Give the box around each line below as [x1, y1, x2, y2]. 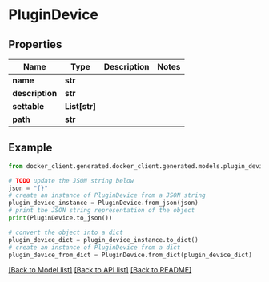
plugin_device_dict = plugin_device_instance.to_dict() [8, 236, 199, 244]
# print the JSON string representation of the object [8, 207, 195, 215]
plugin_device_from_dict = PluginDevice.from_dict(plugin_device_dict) [8, 251, 252, 259]
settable [12, 101, 45, 111]
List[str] [64, 101, 97, 111]
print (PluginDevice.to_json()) [8, 214, 113, 222]
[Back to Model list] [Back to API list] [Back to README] [8, 265, 192, 275]
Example [8, 141, 53, 155]
